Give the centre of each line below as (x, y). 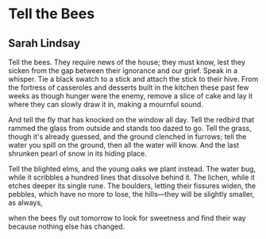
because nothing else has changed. (67, 226)
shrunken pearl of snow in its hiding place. (77, 153)
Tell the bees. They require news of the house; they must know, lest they (127, 62)
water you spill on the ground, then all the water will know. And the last (124, 145)
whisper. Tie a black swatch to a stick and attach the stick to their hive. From (133, 79)
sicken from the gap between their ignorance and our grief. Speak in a (123, 71)
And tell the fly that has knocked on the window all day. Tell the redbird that (131, 119)
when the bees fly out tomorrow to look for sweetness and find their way (127, 218)
